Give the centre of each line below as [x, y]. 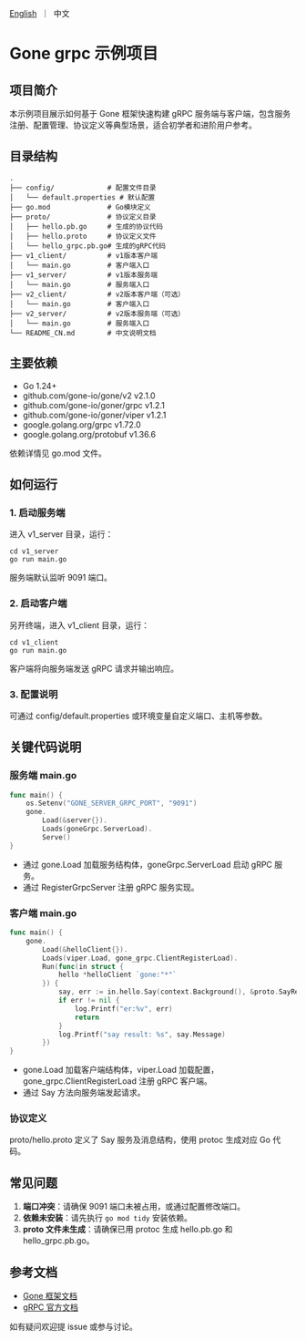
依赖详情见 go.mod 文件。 [58, 453]
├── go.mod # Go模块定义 [81, 207]
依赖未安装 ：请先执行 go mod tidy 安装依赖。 [107, 1218]
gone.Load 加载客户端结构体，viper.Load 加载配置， [121, 1070]
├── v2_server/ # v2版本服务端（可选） [97, 314]
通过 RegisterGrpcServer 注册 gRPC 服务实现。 [111, 887]
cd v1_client [34, 642]
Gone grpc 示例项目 [84, 54]
